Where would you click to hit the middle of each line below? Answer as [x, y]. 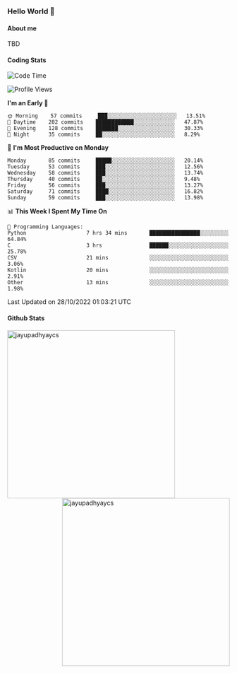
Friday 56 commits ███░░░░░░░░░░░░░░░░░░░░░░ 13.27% [105, 186]
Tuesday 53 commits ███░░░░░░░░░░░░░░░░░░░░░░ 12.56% [105, 167]
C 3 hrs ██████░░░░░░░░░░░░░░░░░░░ [118, 246]
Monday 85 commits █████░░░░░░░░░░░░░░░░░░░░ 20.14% [105, 161]
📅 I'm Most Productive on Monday [58, 148]
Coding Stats [27, 60]
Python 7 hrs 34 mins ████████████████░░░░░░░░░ [118, 233]
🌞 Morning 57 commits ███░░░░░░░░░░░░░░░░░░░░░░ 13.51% [107, 116]
